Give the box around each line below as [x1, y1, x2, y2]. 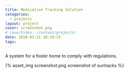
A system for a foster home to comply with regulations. [5, 53, 118, 59]
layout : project [5, 21, 39, 26]
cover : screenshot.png [5, 26, 52, 31]
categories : [5, 12, 30, 17]
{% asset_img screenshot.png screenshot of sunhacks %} [5, 62, 125, 68]
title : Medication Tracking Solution [5, 7, 83, 12]
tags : [5, 39, 16, 44]
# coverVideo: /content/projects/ [5, 30, 77, 35]
